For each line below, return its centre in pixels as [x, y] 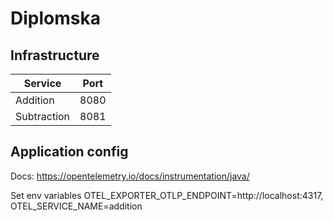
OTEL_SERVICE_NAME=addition [76, 206]
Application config [69, 152]
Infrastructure [55, 55]
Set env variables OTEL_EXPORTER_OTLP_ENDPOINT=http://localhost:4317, [167, 195]
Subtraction [43, 116]
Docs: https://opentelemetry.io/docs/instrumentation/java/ [130, 176]
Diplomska [55, 18]
